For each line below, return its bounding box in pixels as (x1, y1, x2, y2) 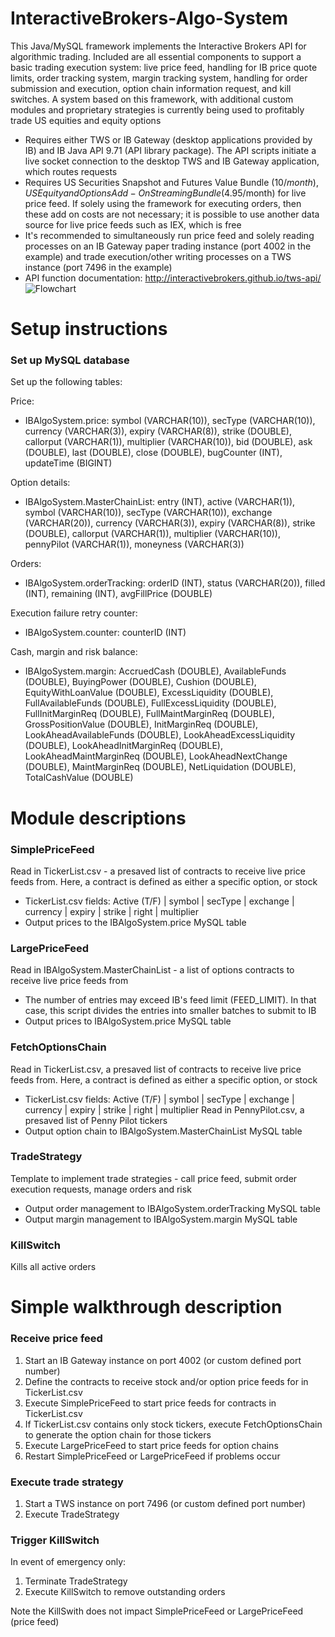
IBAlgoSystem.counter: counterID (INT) (24, 627, 187, 639)
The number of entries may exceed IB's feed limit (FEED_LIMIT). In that (24, 994, 317, 1006)
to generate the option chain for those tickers (24, 1428, 212, 1441)
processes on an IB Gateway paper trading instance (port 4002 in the (24, 240, 312, 252)
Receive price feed (10, 1332, 103, 1346)
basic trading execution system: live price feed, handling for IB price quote (10, 61, 318, 73)
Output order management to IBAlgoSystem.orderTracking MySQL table (24, 1202, 321, 1214)
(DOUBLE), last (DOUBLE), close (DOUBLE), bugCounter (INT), (24, 447, 283, 459)
